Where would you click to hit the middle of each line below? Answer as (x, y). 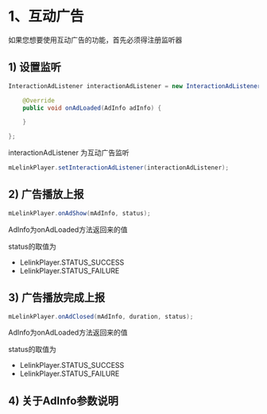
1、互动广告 (46, 16)
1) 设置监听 (35, 67)
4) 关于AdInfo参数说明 (64, 401)
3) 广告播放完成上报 (57, 298)
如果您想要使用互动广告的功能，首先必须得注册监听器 (95, 40)
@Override (39, 100)
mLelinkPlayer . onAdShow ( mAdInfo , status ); (79, 213)
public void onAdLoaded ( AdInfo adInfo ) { (92, 108)
